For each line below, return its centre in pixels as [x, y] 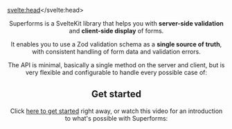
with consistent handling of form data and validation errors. [116, 52]
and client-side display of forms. [116, 31]
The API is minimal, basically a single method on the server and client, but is [116, 65]
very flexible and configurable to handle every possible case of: [116, 72]
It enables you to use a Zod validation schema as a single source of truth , [116, 44]
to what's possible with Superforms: [116, 118]
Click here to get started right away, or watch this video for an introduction [116, 111]
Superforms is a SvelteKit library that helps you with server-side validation [116, 23]
